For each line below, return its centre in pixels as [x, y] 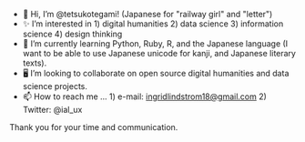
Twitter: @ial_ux [52, 110]
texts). [35, 63]
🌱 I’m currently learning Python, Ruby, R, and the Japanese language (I [155, 44]
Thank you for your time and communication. [94, 127]
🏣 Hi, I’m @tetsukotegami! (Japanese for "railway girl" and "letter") [147, 14]
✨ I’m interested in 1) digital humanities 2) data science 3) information [153, 24]
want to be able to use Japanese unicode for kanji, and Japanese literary [159, 53]
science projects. [55, 86]
